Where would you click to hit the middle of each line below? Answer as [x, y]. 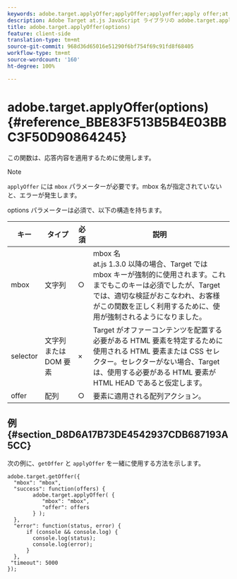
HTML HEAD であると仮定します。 [150, 382]
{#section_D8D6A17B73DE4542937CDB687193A [118, 434]
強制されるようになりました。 [157, 316]
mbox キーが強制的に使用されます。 [152, 274]
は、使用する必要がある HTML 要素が [154, 372]
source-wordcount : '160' [44, 60]
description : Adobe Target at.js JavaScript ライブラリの [91, 20]
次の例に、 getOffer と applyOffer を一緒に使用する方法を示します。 [106, 463]
